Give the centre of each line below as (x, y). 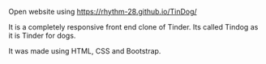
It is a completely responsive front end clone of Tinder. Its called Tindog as (133, 27)
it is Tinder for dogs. (42, 36)
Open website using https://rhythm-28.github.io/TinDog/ (103, 12)
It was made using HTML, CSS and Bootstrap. (85, 51)
